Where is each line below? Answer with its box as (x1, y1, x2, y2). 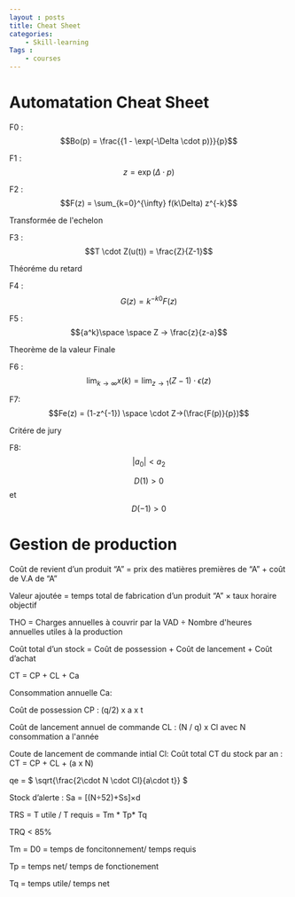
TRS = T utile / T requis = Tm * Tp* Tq (9, 809, 148, 821)
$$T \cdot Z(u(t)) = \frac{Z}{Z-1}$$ (84, 246, 213, 256)
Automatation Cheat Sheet (9, 92, 210, 113)
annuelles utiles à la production (9, 626, 123, 637)
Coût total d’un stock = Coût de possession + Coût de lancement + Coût (9, 644, 273, 655)
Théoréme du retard (9, 263, 82, 273)
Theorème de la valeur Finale (9, 343, 116, 355)
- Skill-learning (25, 37, 89, 47)
